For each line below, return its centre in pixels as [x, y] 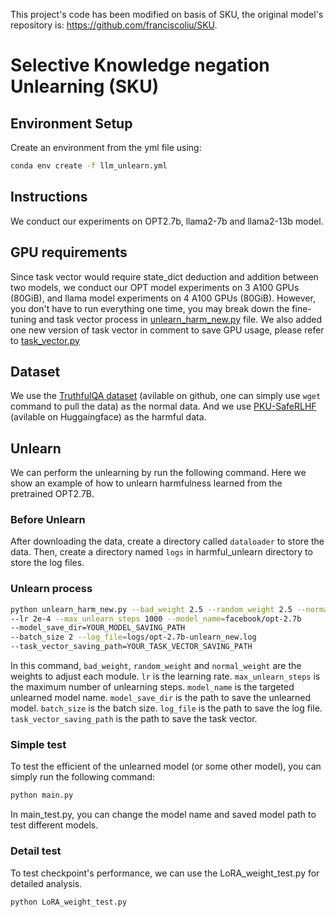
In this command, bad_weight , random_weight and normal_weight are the [156, 666]
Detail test [36, 851]
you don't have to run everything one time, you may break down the [150, 308]
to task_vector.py [45, 340]
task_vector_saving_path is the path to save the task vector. [134, 719]
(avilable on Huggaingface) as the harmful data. [108, 417]
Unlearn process [51, 589]
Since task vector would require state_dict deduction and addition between [164, 276]
